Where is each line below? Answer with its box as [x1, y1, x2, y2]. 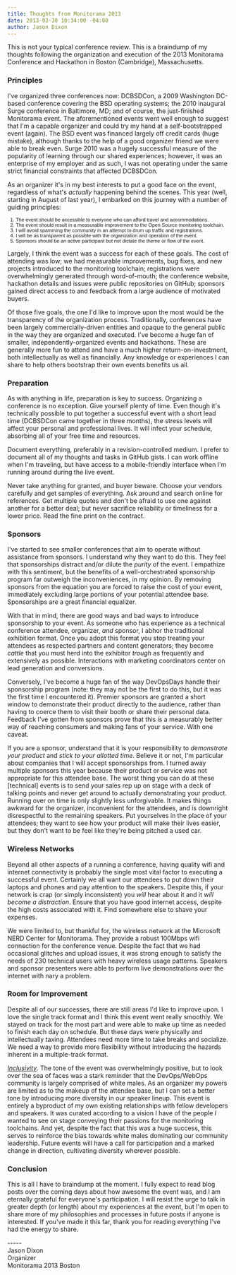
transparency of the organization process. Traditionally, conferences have [7, 315, 222, 324]
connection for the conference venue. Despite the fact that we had [7, 941, 201, 950]
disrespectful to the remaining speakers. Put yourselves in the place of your [7, 812, 227, 820]
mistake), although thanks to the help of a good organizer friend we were [7, 136, 220, 145]
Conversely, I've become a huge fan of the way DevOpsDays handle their [7, 677, 221, 686]
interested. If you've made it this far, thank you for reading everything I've [7, 1218, 221, 1226]
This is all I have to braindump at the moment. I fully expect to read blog [7, 1180, 216, 1189]
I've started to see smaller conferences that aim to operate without [7, 545, 201, 554]
